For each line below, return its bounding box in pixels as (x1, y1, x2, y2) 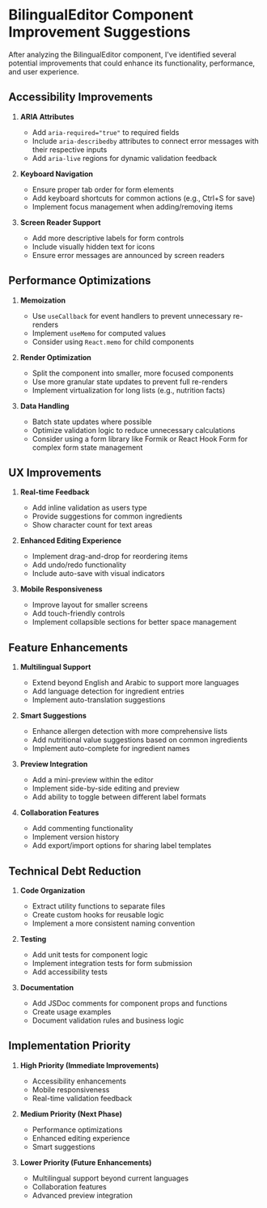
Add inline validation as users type (32, 503, 147, 513)
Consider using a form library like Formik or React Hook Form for (32, 434, 248, 443)
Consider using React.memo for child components (32, 337, 194, 346)
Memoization (19, 295, 66, 305)
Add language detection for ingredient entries (32, 686, 184, 697)
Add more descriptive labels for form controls (32, 233, 184, 243)
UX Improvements (8, 465, 102, 479)
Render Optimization (19, 352, 91, 362)
